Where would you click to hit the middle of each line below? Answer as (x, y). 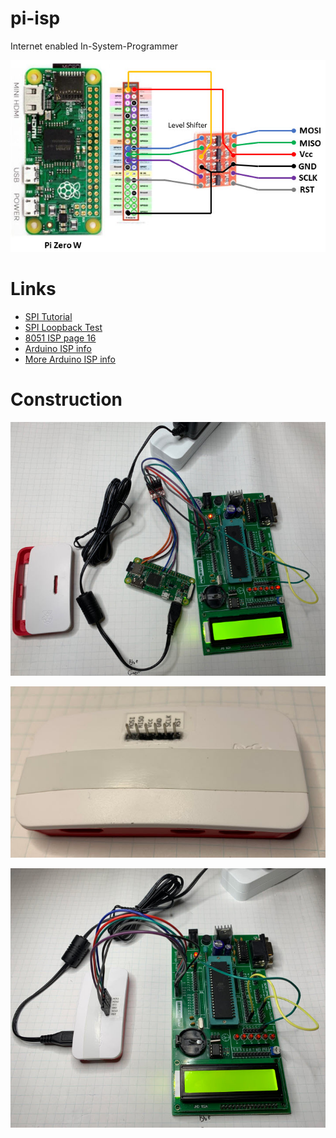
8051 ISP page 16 (60, 338)
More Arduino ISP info (70, 359)
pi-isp (35, 18)
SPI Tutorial (48, 316)
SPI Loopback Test (63, 327)
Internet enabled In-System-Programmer (94, 46)
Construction (66, 399)
